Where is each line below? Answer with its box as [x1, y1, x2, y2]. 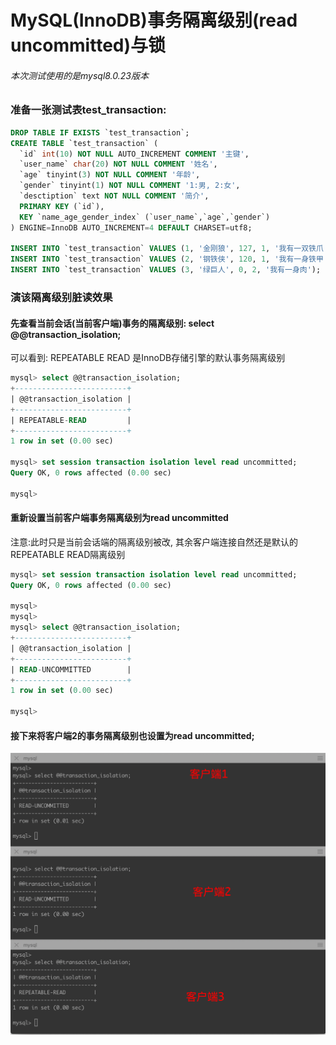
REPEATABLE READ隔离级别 [10, 548, 126, 560]
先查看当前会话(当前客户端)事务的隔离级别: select [10, 317, 215, 329]
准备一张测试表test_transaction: [10, 103, 167, 117]
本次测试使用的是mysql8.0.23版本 [10, 69, 149, 81]
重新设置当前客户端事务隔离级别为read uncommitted [10, 512, 229, 524]
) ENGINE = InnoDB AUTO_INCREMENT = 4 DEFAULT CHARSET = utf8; [10, 222, 253, 233]
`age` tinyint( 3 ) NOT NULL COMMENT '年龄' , [19, 170, 201, 180]
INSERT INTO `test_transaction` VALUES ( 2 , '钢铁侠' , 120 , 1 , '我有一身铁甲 [10, 254, 324, 265]
